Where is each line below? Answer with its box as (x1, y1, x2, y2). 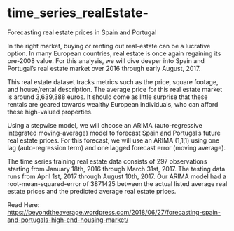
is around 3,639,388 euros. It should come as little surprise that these (7, 93, 208, 101)
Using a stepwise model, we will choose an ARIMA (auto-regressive (7, 121, 202, 129)
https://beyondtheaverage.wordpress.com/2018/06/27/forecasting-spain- (7, 208, 221, 216)
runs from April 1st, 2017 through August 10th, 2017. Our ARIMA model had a (7, 172, 226, 180)
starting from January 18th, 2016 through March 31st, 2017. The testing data (7, 164, 226, 173)
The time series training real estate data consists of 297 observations (7, 157, 207, 166)
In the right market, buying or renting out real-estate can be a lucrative (7, 41, 211, 50)
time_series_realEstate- (7, 5, 149, 21)
